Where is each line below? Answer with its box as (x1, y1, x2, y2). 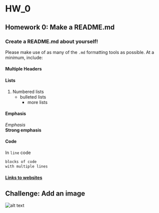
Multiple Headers (5, 66, 42, 72)
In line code (5, 149, 31, 155)
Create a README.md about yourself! (5, 38, 98, 45)
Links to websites (5, 174, 42, 180)
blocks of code (5, 159, 37, 164)
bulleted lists (19, 93, 46, 100)
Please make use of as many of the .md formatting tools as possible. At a (5, 49, 154, 55)
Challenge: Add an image (5, 189, 85, 197)
